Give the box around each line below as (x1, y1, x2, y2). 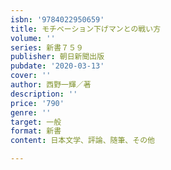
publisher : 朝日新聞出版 (10, 52, 105, 62)
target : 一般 (10, 117, 62, 127)
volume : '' (10, 33, 56, 43)
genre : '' (10, 107, 52, 118)
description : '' (10, 89, 78, 99)
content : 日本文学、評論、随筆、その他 (10, 136, 155, 146)
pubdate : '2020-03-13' (10, 61, 105, 71)
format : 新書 (10, 126, 62, 136)
